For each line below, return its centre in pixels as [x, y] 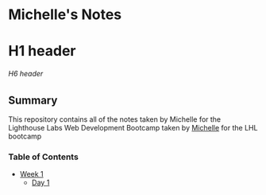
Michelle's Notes [65, 15]
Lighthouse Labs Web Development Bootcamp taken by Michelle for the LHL [133, 128]
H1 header [42, 51]
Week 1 [31, 174]
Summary [33, 100]
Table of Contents [44, 157]
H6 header [26, 73]
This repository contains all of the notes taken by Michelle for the [115, 119]
